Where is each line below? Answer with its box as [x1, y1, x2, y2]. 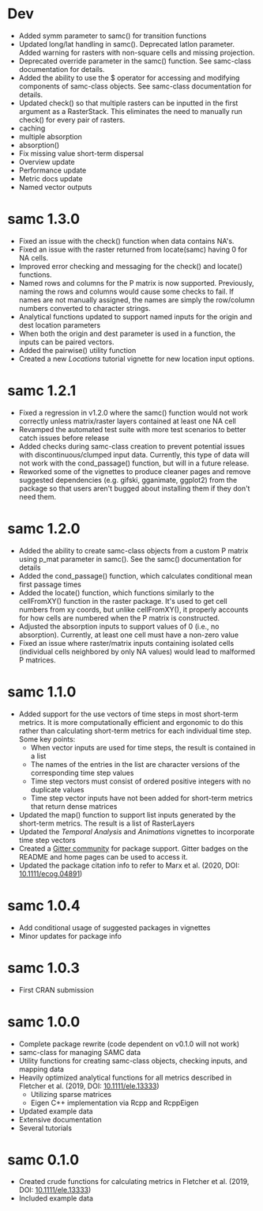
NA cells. [18, 252, 49, 262]
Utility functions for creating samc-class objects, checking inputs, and [18, 1056, 248, 1065]
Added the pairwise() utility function [18, 345, 137, 355]
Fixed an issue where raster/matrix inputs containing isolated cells [18, 638, 235, 647]
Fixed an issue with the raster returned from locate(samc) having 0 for [18, 245, 248, 254]
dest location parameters [18, 320, 101, 329]
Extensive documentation [18, 1114, 102, 1124]
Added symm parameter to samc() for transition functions [18, 31, 207, 40]
